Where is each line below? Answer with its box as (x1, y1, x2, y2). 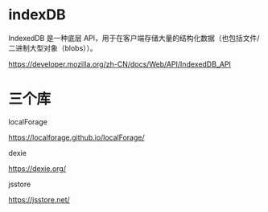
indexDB (8, 6, 66, 24)
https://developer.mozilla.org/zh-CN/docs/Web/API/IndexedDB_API (8, 59, 232, 69)
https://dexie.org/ (8, 163, 67, 173)
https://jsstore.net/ (8, 194, 70, 204)
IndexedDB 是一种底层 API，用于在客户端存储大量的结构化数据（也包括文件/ (8, 33, 260, 43)
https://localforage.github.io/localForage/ (8, 132, 145, 142)
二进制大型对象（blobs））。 (8, 43, 98, 53)
